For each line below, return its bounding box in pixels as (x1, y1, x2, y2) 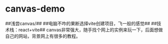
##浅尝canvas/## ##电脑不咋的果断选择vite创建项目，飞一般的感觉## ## (5, 20, 157, 26)
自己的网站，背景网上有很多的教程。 (5, 33, 81, 39)
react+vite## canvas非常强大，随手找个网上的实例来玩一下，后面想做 (18, 26, 163, 33)
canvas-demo (5, 3, 65, 15)
